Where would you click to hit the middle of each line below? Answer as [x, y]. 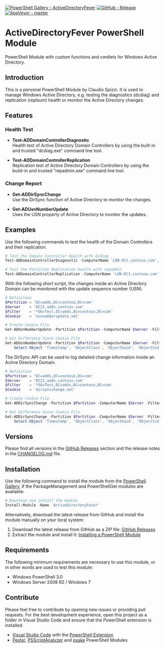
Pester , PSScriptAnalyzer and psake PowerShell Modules [70, 640]
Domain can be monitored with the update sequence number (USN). [74, 289]
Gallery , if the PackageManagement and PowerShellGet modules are [74, 486]
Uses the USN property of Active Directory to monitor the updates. [80, 214]
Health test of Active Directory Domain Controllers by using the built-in [84, 145]
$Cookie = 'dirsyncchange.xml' [41, 390]
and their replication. [26, 247]
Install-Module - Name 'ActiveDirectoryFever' [52, 505]
